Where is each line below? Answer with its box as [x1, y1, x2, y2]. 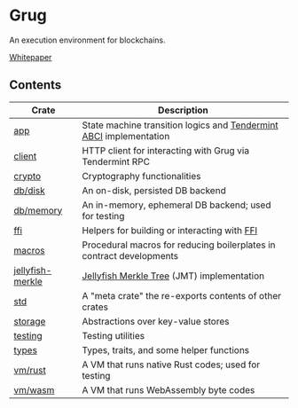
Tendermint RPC [82, 155, 151, 168]
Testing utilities [82, 329, 145, 341]
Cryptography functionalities [82, 169, 201, 182]
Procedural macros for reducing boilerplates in [82, 239, 277, 251]
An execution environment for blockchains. [9, 35, 166, 45]
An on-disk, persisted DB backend [82, 184, 226, 196]
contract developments [82, 249, 179, 262]
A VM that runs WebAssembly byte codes [82, 383, 255, 396]
